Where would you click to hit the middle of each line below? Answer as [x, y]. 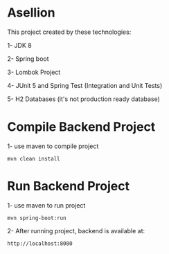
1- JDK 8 [20, 45]
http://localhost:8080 [40, 244]
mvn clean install [34, 158]
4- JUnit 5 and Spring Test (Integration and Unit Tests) [85, 85]
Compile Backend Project [81, 127]
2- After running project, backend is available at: [76, 230]
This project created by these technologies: [69, 32]
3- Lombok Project [34, 72]
